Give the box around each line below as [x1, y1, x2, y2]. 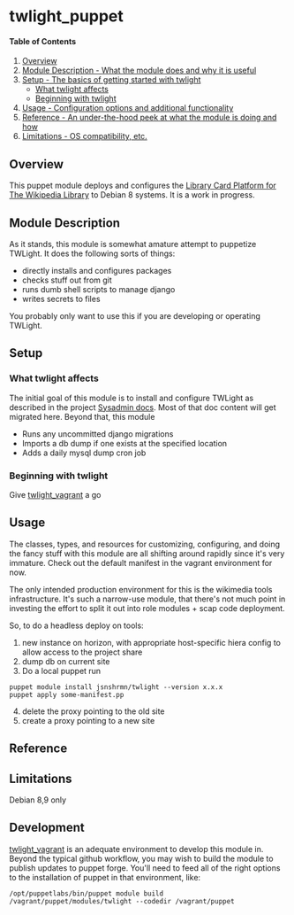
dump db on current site [21, 655, 110, 666]
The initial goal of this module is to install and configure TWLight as [9, 392, 254, 403]
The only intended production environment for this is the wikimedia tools [9, 584, 273, 594]
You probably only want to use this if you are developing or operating [9, 311, 260, 322]
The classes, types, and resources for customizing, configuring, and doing [9, 539, 281, 549]
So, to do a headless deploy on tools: [9, 620, 144, 631]
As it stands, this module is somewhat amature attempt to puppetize [9, 239, 257, 250]
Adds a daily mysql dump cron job [21, 447, 147, 458]
